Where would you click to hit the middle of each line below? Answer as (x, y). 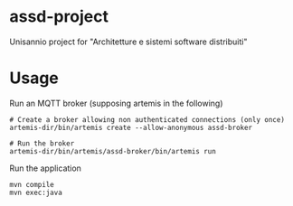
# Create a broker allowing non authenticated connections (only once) (147, 119)
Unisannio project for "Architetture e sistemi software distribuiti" (128, 42)
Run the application (45, 168)
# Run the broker (42, 143)
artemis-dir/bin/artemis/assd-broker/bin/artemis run (113, 151)
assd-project (59, 17)
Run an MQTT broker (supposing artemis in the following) (116, 103)
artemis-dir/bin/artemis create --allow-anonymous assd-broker (131, 127)
